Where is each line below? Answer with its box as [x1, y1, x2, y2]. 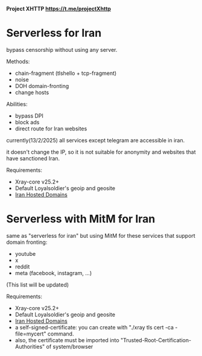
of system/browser [46, 343, 93, 350]
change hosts [14, 89, 49, 96]
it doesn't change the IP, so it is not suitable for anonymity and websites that [6, 148, 196, 156]
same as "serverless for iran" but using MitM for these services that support [6, 232, 196, 239]
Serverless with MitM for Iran [6, 212, 156, 226]
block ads [14, 118, 40, 126]
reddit [14, 262, 30, 270]
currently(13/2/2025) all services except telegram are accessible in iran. [6, 136, 185, 144]
